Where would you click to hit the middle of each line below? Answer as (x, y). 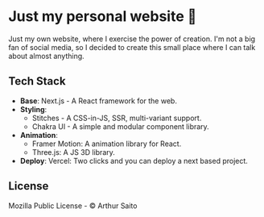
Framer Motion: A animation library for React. (107, 144)
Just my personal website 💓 (103, 17)
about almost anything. (46, 56)
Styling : (33, 109)
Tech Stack (37, 81)
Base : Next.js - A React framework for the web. (98, 101)
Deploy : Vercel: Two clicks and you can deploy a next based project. (134, 161)
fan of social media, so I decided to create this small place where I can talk (132, 47)
